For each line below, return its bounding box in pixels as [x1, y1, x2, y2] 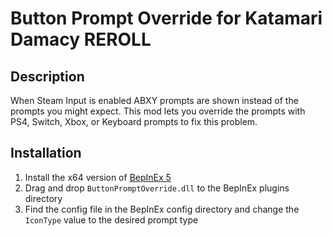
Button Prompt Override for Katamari [10, 7, 323, 30]
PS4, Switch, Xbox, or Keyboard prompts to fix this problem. [10, 116, 258, 127]
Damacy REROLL [10, 28, 152, 51]
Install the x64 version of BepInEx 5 [24, 171, 172, 183]
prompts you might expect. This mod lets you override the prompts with [10, 105, 306, 117]
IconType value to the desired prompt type [24, 213, 199, 226]
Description [10, 68, 85, 85]
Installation [10, 145, 82, 162]
